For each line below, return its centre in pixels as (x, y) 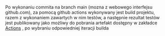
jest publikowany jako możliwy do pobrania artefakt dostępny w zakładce (81, 23)
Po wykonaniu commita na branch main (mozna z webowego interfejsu (79, 7)
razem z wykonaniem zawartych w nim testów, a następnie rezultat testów (82, 18)
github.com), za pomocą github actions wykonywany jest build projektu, (80, 12)
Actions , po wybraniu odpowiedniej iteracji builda (57, 28)
